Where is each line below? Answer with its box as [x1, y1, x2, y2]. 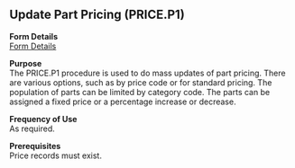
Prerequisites [9, 140, 61, 151]
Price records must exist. [9, 150, 102, 161]
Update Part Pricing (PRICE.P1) [9, 7, 185, 22]
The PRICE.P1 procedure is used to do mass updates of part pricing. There [9, 67, 286, 78]
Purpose [9, 57, 42, 68]
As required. [9, 123, 56, 134]
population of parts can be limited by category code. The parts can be [9, 86, 271, 97]
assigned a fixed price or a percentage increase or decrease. [9, 96, 236, 107]
